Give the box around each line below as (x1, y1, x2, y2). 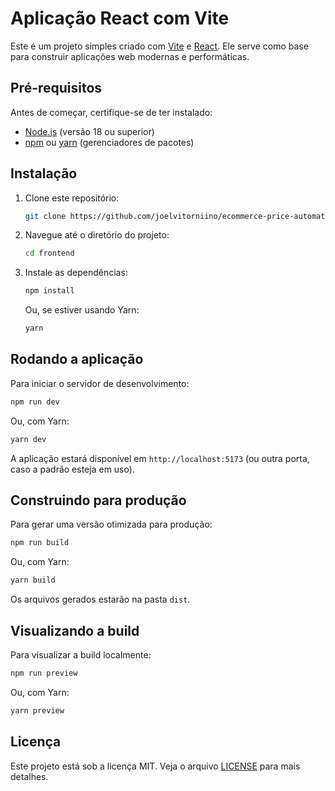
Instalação (10, 165, 78, 182)
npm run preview (10, 668, 78, 678)
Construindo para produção (10, 492, 187, 509)
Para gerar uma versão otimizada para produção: (10, 518, 213, 531)
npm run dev (10, 397, 60, 407)
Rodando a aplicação (10, 351, 144, 368)
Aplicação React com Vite (10, 7, 230, 30)
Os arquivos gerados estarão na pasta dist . (10, 593, 191, 606)
